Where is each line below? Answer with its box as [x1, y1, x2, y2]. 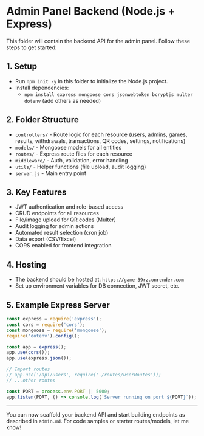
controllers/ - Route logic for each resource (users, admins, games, [15, 131, 188, 138]
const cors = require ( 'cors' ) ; [6, 321, 86, 328]
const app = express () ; [6, 344, 67, 350]
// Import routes [6, 366, 50, 372]
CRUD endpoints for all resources [15, 210, 99, 217]
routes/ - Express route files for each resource [15, 150, 132, 157]
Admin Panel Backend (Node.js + [6, 4, 175, 18]
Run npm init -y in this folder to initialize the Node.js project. [15, 77, 168, 85]
